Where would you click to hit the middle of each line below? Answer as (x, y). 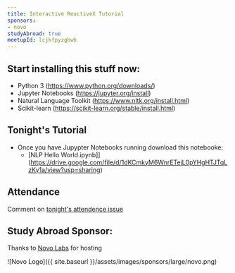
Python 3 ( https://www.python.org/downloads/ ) (87, 85)
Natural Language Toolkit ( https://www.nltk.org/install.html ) (103, 100)
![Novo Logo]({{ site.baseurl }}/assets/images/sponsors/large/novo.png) (112, 262)
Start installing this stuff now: (74, 69)
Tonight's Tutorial (47, 130)
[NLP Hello (44, 154)
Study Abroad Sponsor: (60, 231)
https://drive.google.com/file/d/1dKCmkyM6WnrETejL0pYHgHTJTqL (129, 162)
